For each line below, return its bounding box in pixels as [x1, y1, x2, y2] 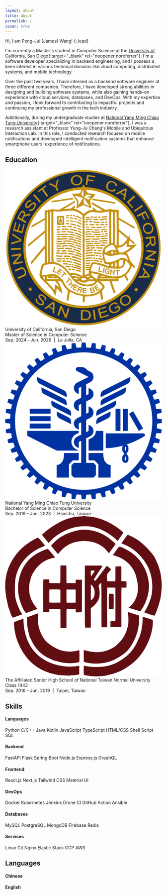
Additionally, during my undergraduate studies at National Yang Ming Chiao [5, 114, 159, 120]
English [5, 884, 21, 891]
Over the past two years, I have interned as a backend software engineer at [5, 79, 160, 85]
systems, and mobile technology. [5, 69, 73, 75]
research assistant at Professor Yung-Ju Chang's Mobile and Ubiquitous [5, 125, 153, 131]
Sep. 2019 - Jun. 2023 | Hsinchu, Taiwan [5, 511, 91, 517]
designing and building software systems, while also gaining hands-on [5, 89, 150, 95]
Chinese [5, 873, 23, 879]
